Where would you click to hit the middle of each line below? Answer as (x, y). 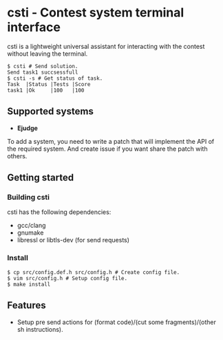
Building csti (29, 198)
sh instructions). (40, 329)
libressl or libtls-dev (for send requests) (73, 240)
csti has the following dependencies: (59, 212)
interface (34, 27)
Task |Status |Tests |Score (49, 84)
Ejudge (27, 128)
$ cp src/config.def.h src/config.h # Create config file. (94, 272)
